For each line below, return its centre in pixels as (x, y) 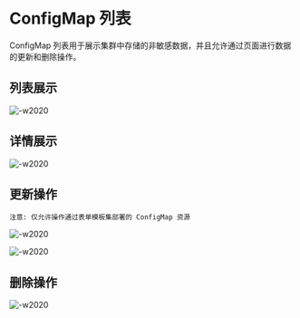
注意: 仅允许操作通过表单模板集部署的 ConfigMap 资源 (100, 217)
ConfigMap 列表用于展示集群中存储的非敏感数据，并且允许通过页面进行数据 (150, 45)
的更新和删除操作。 (45, 56)
